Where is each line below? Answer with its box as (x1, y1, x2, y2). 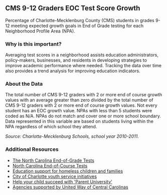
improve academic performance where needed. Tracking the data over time (5, 63, 162, 69)
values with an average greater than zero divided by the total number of (5, 97, 153, 103)
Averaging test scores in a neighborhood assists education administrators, (5, 52, 159, 58)
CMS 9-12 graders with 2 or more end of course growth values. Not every (5, 102, 157, 108)
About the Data (5, 80, 43, 87)
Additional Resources (5, 146, 59, 153)
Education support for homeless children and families (12, 168, 123, 174)
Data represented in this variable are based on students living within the (5, 118, 154, 124)
